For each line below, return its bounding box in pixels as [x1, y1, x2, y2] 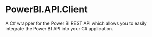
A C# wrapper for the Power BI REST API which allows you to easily [5, 20, 147, 26]
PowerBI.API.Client [5, 4, 88, 15]
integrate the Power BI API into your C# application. [5, 25, 113, 31]
